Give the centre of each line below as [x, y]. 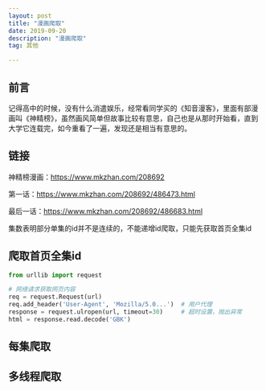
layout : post [30, 16]
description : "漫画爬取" [47, 38]
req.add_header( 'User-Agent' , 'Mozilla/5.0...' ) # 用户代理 [110, 305]
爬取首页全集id [45, 256]
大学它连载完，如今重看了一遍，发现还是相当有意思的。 [100, 128]
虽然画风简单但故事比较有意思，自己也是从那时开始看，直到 [160, 118]
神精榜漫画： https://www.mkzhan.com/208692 [86, 177]
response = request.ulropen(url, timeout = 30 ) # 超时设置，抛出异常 [125, 312]
